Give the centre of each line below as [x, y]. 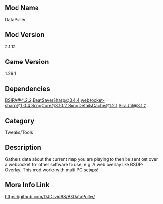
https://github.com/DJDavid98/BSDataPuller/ [50, 196]
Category [20, 121]
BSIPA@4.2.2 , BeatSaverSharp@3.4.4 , [43, 100]
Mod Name [22, 8]
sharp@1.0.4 [18, 106]
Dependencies [27, 88]
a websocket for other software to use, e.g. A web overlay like [67, 164]
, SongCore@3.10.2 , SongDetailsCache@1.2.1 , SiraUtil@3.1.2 [88, 106]
